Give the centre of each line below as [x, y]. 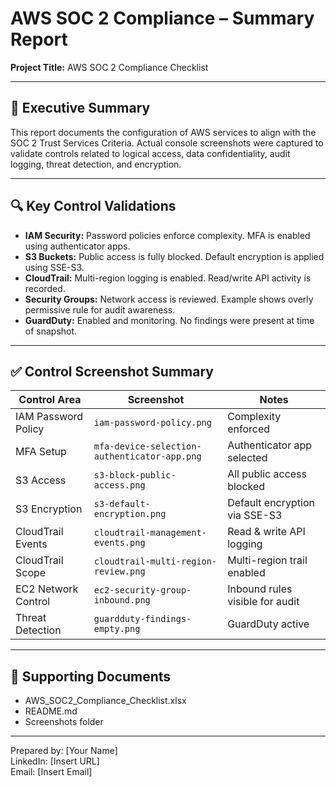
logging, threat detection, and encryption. [96, 164]
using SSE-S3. [54, 267]
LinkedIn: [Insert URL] [55, 761]
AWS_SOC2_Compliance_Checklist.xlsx [105, 701]
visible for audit [263, 602]
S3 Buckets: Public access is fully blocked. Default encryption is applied [174, 256]
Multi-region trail [267, 560]
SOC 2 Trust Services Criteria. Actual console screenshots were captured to [167, 143]
